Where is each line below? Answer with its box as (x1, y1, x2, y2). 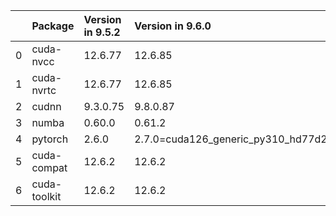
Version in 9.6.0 (134, 19, 212, 33)
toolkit (31, 190, 62, 203)
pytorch (31, 132, 69, 146)
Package (31, 19, 75, 33)
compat (31, 161, 68, 174)
